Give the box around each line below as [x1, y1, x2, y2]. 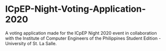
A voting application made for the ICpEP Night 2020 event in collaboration [5, 30, 157, 36]
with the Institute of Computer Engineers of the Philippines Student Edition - [5, 35, 161, 41]
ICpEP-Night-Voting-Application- [5, 3, 146, 15]
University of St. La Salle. [5, 40, 57, 46]
